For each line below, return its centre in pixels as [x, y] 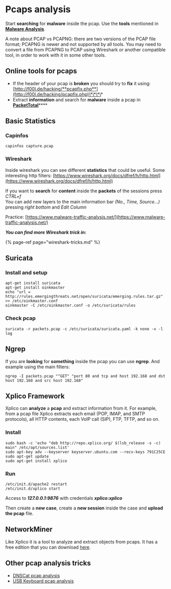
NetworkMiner [29, 530]
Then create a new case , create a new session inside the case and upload [84, 508]
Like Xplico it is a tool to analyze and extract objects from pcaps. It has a [81, 542]
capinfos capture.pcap [29, 146]
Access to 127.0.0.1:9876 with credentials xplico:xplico [64, 498]
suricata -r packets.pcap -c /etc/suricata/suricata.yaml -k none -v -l [84, 329]
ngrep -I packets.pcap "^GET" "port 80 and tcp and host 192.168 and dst [86, 376]
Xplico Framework [35, 396]
